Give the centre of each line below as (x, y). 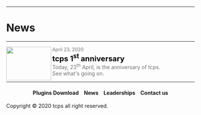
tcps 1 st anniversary (89, 57)
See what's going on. (78, 74)
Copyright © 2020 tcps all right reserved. (57, 106)
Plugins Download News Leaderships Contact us (100, 92)
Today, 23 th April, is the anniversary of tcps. (106, 67)
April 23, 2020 (68, 49)
